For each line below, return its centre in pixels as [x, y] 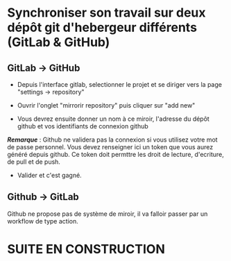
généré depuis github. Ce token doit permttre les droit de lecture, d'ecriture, [115, 154]
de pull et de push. [34, 162]
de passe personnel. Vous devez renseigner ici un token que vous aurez [110, 147]
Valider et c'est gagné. [49, 175]
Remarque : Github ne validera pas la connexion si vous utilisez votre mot [112, 140]
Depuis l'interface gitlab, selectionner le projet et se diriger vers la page [119, 84]
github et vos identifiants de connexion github [83, 126]
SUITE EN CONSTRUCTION [86, 249]
